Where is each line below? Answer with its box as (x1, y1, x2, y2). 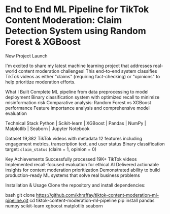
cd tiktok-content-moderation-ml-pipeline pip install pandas (29, 197, 155, 203)
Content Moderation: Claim (5, 14, 122, 26)
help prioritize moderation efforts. (5, 79, 76, 85)
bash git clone (5, 192, 35, 198)
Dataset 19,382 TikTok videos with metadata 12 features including (5, 135, 143, 141)
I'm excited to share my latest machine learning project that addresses (5, 63, 152, 69)
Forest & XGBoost (5, 36, 81, 48)
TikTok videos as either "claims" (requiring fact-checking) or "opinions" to (5, 73, 160, 79)
